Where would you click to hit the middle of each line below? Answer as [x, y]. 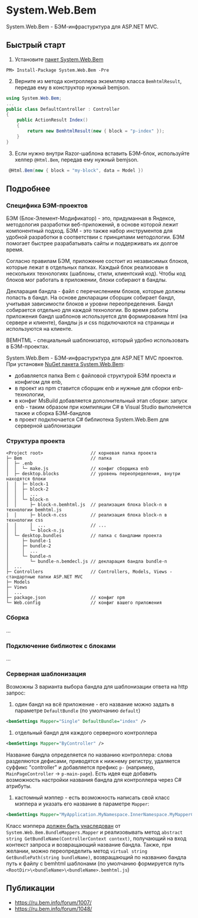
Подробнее [28, 188]
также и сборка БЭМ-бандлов [53, 413]
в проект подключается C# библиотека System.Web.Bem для [92, 420]
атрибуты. [19, 786]
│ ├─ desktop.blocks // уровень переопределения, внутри [93, 474]
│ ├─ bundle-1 [29, 541]
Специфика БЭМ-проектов [47, 205]
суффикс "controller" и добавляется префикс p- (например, [80, 768]
